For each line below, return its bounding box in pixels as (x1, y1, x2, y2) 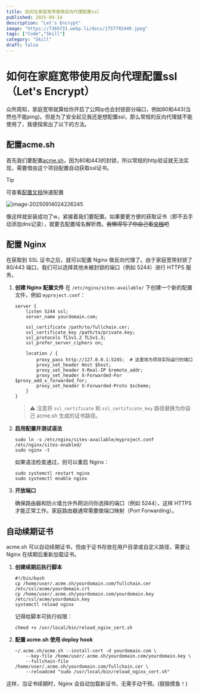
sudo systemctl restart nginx (14, 471, 91, 477)
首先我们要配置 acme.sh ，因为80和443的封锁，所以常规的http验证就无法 (6, 157, 184, 164)
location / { (26, 350, 58, 356)
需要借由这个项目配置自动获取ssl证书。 (16, 164, 113, 171)
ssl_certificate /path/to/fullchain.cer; (26, 324, 130, 331)
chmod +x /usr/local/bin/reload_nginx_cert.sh (14, 625, 133, 631)
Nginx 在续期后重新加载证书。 (6, 551, 80, 558)
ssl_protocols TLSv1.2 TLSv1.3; (26, 335, 106, 341)
